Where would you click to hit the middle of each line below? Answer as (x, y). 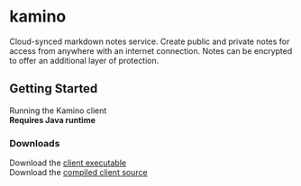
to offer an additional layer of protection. (84, 60)
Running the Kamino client (58, 111)
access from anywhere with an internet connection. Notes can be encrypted (151, 50)
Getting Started (54, 89)
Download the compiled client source (78, 173)
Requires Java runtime (53, 120)
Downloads (35, 143)
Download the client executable (68, 163)
